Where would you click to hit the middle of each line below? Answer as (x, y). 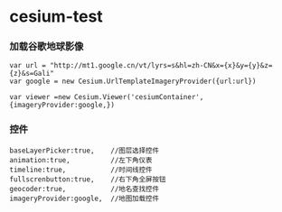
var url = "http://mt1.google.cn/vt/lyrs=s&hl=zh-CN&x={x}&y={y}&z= (141, 66)
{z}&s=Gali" (32, 74)
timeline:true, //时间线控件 (81, 170)
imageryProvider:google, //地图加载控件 (85, 198)
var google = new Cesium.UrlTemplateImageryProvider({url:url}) (133, 82)
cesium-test (56, 17)
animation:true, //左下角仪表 (81, 160)
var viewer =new (40, 97)
